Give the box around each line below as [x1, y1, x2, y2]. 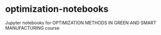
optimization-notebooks [5, 3, 109, 15]
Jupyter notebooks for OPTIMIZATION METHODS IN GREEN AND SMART [5, 20, 156, 26]
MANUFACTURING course [5, 25, 60, 31]
